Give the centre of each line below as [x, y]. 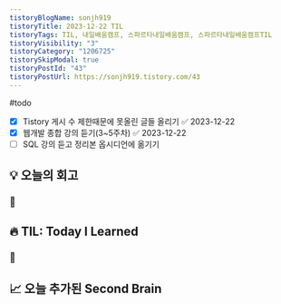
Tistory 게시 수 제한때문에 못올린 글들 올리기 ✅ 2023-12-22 [129, 121]
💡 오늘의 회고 [44, 176]
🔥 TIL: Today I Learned [74, 231]
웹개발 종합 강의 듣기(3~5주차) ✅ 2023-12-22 [104, 132]
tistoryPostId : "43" [48, 69]
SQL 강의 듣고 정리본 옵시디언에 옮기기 [91, 144]
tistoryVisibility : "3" [54, 43]
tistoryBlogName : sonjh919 [60, 18]
